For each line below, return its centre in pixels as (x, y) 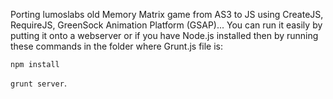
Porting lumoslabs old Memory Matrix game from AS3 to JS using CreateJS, (167, 14)
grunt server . (38, 83)
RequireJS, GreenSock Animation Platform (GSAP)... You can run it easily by (166, 25)
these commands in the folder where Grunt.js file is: (117, 46)
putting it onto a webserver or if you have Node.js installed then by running (164, 35)
